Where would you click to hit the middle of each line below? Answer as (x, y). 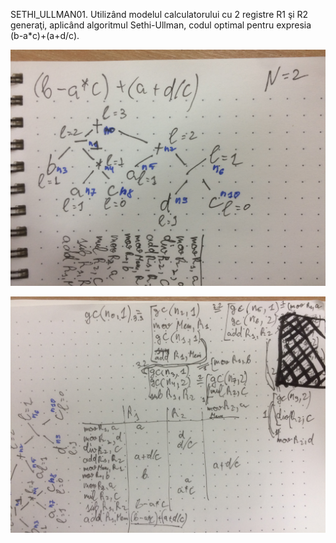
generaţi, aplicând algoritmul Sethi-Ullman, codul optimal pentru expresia (161, 25)
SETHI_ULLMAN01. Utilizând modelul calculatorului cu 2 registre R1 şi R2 (159, 14)
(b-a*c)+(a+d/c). (45, 35)
